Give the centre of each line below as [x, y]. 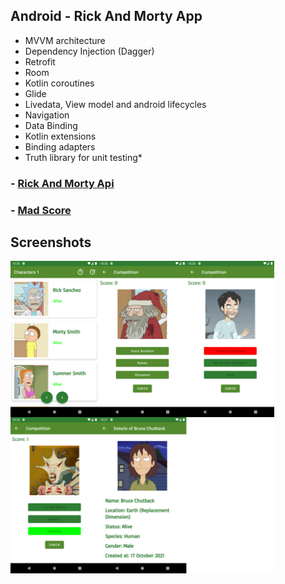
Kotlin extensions [60, 136]
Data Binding [51, 125]
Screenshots [51, 242]
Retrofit [40, 61]
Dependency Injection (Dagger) [89, 51]
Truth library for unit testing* [83, 157]
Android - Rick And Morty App [106, 16]
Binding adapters [60, 146]
